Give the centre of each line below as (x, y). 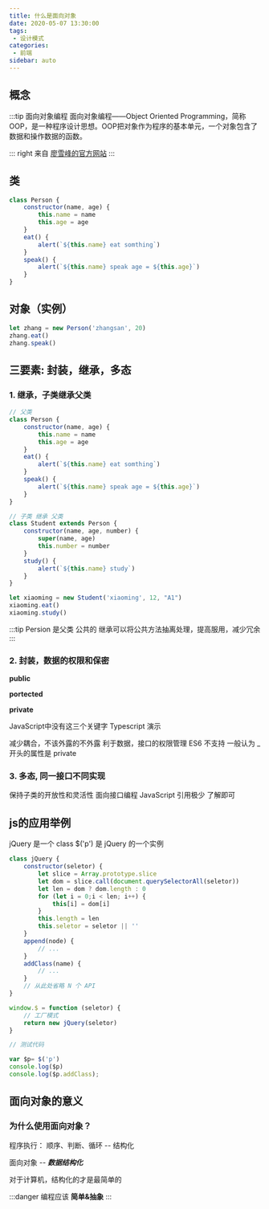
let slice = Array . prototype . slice (98, 874)
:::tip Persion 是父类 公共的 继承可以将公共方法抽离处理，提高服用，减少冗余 (135, 629)
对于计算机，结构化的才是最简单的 (65, 1179)
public (20, 679)
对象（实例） (41, 309)
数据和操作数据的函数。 (48, 136)
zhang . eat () (29, 335)
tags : (18, 31)
